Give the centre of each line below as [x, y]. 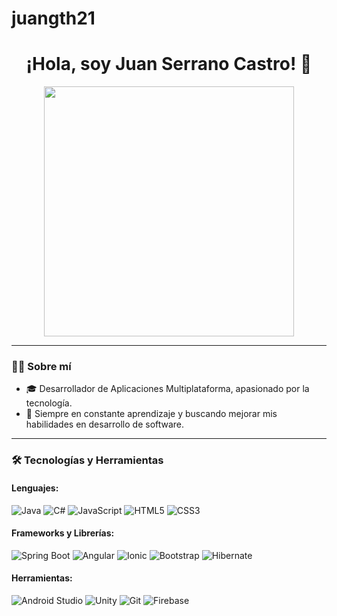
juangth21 [53, 18]
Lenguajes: [35, 488]
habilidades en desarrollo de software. [105, 424]
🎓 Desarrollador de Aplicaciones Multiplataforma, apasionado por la [167, 389]
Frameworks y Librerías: [63, 533]
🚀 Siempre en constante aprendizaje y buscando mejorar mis [151, 414]
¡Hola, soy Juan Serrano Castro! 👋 [169, 64]
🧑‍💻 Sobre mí [41, 367]
